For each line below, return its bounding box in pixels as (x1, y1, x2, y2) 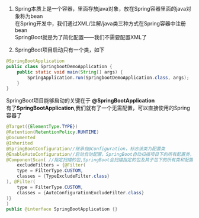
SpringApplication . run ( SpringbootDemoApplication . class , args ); (27, 75, 190, 81)
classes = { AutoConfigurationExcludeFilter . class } (17, 190, 145, 195)
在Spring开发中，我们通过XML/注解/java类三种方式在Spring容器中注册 (14, 20, 187, 27)
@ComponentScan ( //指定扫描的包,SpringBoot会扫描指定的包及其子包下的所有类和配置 (6, 156, 194, 163)
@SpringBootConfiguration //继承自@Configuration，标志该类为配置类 (6, 146, 166, 152)
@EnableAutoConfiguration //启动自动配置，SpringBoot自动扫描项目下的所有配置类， (6, 151, 194, 157)
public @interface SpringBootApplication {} (6, 206, 118, 212)
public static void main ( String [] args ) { (17, 69, 123, 75)
